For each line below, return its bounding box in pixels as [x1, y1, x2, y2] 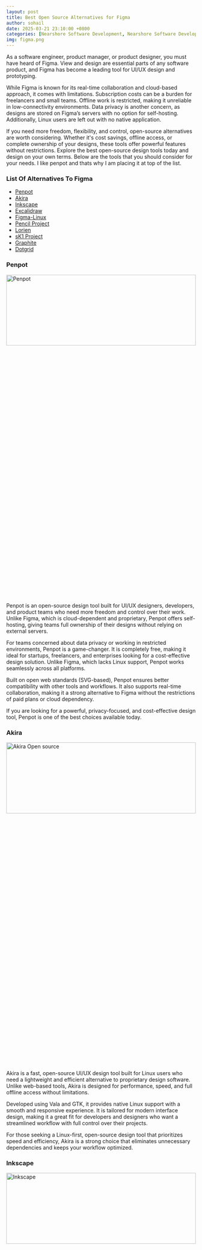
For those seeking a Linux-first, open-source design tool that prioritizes [6, 1131, 183, 1138]
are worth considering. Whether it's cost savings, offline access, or [6, 134, 173, 141]
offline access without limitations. [6, 1088, 90, 1096]
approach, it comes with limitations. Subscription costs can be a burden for [6, 91, 192, 97]
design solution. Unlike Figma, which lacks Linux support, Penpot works [6, 658, 185, 665]
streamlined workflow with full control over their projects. [6, 1119, 148, 1127]
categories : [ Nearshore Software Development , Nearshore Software [6, 31, 176, 37]
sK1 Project [14, 233, 43, 240]
